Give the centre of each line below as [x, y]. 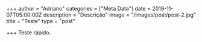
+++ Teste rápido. [29, 33]
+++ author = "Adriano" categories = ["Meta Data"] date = [78, 9]
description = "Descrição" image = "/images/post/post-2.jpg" [120, 15]
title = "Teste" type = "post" [41, 21]
